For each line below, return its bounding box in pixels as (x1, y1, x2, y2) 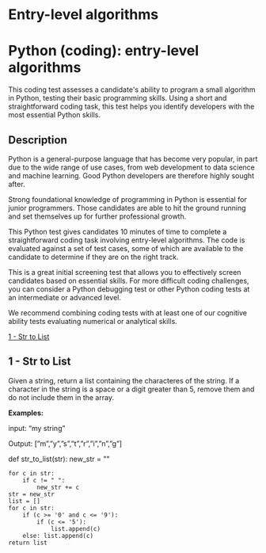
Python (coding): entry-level (8, 42, 199, 60)
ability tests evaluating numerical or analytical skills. (8, 316, 178, 326)
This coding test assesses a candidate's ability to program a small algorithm (8, 85, 256, 94)
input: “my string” (8, 423, 66, 433)
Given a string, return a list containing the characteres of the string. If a (8, 376, 240, 385)
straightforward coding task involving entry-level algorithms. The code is (8, 235, 245, 245)
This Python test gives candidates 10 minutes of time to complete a (8, 227, 227, 236)
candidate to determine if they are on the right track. (8, 252, 180, 261)
